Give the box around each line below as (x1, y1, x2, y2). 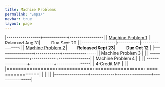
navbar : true (5, 16, 32, 21)
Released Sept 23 (77, 45, 114, 51)
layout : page (5, 21, 32, 26)
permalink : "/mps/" (5, 12, 45, 17)
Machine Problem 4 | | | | (95, 55, 146, 62)
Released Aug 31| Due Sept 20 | (5, 40, 80, 46)
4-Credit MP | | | (95, 61, 129, 67)
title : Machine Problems (5, 7, 56, 12)
